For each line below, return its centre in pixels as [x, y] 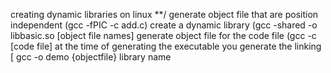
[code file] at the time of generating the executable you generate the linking [166, 46]
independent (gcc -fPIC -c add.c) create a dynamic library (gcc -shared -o [164, 25]
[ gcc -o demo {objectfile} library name [91, 57]
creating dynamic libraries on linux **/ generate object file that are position [164, 14]
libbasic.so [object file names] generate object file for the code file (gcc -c [163, 35]
